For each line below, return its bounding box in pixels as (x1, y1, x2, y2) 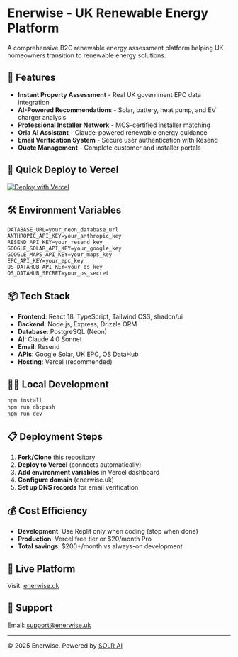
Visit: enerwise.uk (7, 582, 59, 590)
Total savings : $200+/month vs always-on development (17, 542, 183, 551)
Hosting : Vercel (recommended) (17, 358, 113, 366)
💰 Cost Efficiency (7, 504, 88, 517)
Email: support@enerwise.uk (7, 621, 91, 629)
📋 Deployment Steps (7, 431, 103, 443)
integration (17, 98, 50, 106)
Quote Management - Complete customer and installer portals (17, 143, 201, 152)
